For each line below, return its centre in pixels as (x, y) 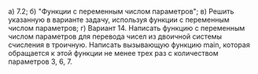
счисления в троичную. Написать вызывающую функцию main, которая (129, 45)
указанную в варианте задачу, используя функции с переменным (119, 20)
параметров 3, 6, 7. (40, 61)
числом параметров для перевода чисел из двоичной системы (115, 36)
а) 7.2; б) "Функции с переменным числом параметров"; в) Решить (121, 11)
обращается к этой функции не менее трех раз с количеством (113, 53)
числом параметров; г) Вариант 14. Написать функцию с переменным (127, 28)
